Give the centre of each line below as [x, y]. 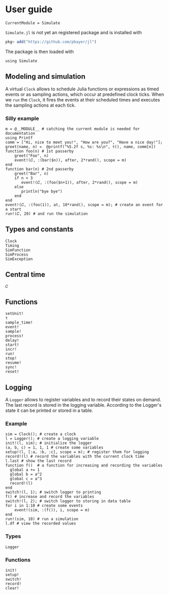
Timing [12, 245]
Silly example [22, 118]
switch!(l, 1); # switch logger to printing [53, 492]
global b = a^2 [26, 475]
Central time [25, 275]
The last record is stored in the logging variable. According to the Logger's [83, 405]
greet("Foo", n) [32, 156]
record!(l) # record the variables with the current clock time [75, 457]
